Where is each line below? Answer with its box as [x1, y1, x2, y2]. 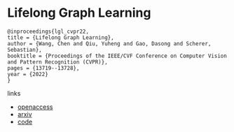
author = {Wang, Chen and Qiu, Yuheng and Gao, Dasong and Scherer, [7, 40, 212, 47]
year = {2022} [7, 71, 49, 78]
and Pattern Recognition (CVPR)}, [7, 58, 109, 66]
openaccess [17, 103, 53, 111]
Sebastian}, [7, 46, 42, 53]
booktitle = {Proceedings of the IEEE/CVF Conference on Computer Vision [7, 52, 228, 59]
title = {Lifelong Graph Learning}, [7, 34, 114, 41]
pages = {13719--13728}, [7, 64, 80, 71]
